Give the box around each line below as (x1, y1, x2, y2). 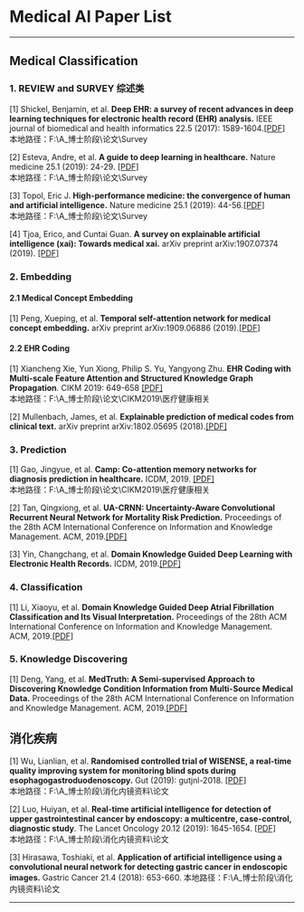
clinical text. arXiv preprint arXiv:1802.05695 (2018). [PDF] (9, 421, 228, 432)
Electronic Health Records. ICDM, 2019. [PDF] (9, 558, 181, 569)
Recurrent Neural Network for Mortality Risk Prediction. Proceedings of (9, 512, 282, 523)
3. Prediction (9, 443, 67, 456)
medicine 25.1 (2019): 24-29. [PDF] (9, 161, 139, 172)
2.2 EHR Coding (9, 343, 71, 354)
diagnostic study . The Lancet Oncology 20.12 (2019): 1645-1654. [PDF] (9, 822, 276, 833)
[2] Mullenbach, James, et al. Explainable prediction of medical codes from (9, 411, 294, 422)
